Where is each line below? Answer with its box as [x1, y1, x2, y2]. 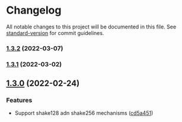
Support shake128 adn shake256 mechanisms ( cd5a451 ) [14, 110, 154, 117]
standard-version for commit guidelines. [6, 29, 104, 36]
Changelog [6, 4, 62, 17]
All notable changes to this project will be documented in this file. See [6, 23, 177, 30]
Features [6, 96, 33, 104]
